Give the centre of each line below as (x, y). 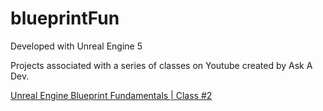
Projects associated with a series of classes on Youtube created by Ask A (161, 65)
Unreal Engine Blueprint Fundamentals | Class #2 (111, 95)
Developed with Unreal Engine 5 (76, 46)
